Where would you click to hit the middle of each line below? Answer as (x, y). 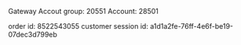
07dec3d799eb (33, 35)
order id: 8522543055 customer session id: (79, 26)
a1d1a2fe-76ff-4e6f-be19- (192, 26)
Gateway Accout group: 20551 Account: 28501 (84, 11)
